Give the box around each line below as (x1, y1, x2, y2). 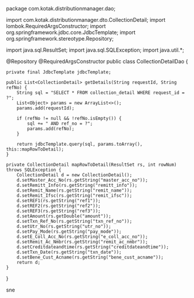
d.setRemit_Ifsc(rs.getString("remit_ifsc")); (16, 193, 132, 199)
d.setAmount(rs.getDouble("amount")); (16, 213, 111, 219)
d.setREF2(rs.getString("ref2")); (16, 203, 101, 209)
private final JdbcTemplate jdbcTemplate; (6, 69, 111, 75)
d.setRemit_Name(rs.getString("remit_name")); (16, 187, 132, 193)
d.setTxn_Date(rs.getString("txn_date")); (16, 249, 122, 255)
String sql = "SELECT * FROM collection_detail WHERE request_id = (16, 90, 185, 96)
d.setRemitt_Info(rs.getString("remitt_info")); (16, 182, 138, 188)
